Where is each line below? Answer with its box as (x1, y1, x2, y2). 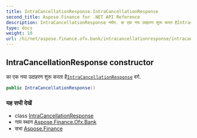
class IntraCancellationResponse (14, 112, 94, 119)
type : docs (6, 25, 33, 31)
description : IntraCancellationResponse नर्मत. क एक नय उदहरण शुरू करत (6, 19, 173, 25)
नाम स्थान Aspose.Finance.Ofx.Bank (14, 118, 97, 125)
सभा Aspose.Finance (14, 124, 63, 132)
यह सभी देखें (6, 99, 32, 107)
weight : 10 (6, 31, 33, 36)
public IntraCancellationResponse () (6, 85, 96, 91)
